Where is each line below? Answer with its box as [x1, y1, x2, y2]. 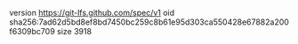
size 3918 [56, 26, 92, 36]
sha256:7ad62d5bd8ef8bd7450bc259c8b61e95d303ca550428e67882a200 [9, 17, 289, 27]
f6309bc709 [9, 26, 55, 36]
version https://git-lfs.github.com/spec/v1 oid [9, 8, 175, 18]
